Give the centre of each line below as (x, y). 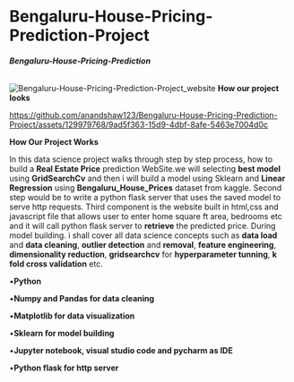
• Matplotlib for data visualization (72, 316)
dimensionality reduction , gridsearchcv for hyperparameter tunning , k (143, 255)
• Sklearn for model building (62, 334)
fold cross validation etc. (56, 264)
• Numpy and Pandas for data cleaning (82, 299)
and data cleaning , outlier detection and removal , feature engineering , (143, 245)
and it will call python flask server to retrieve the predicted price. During (143, 226)
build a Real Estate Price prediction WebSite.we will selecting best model (145, 169)
